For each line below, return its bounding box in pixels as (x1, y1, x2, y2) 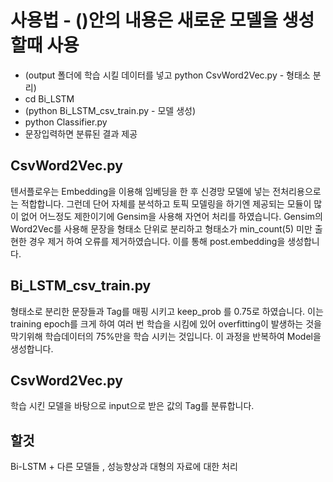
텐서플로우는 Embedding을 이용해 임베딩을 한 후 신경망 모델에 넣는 (10, 185, 271, 197)
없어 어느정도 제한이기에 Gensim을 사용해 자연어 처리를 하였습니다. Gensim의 (20, 210, 323, 222)
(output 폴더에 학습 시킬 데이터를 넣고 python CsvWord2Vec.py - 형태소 (24, 69, 311, 81)
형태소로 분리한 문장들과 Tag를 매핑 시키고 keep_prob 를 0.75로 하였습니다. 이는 (10, 305, 324, 317)
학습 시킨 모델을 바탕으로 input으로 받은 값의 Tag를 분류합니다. (10, 400, 255, 412)
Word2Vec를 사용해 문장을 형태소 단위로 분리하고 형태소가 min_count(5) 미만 (10, 222, 313, 235)
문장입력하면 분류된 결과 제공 (24, 127, 138, 140)
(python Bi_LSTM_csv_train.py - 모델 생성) (24, 104, 197, 116)
